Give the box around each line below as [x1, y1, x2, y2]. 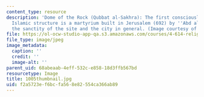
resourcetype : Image [6, 70, 59, 77]
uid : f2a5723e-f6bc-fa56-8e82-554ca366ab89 [6, 82, 118, 88]
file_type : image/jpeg [6, 37, 64, 43]
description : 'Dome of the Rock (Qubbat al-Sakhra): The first [6, 14, 170, 20]
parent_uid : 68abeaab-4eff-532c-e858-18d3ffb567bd [6, 64, 137, 71]
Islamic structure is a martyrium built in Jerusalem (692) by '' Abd [12, 20, 191, 26]
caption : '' [12, 48, 42, 54]
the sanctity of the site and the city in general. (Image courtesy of [12, 25, 197, 32]
